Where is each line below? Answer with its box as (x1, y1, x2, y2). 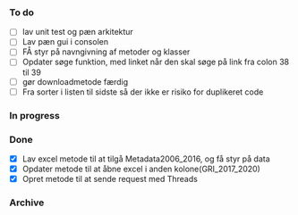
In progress (9, 109, 60, 121)
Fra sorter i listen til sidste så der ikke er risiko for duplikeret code (21, 87, 264, 97)
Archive (9, 196, 45, 209)
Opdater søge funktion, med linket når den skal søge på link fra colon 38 (21, 56, 289, 68)
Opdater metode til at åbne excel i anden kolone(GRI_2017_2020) (21, 163, 261, 174)
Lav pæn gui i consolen (21, 37, 109, 47)
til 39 (21, 67, 42, 78)
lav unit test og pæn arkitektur (21, 27, 134, 37)
